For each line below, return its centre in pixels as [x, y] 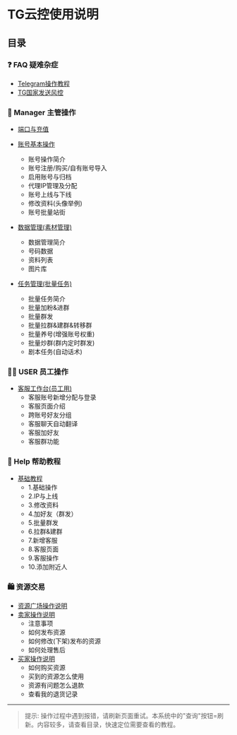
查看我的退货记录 [53, 694]
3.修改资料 [43, 505]
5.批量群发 [43, 522]
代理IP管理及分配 [53, 186]
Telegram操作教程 [44, 83]
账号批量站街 [47, 212]
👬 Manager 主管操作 [42, 112]
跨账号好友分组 [50, 415]
